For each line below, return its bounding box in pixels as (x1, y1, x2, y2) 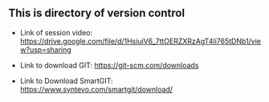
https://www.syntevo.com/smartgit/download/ (19, 84, 173, 94)
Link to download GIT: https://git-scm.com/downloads (19, 60, 199, 70)
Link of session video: (19, 27, 93, 37)
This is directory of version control (8, 6, 185, 20)
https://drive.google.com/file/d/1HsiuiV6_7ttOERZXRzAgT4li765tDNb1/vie (19, 36, 261, 46)
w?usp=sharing (19, 44, 72, 55)
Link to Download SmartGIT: (19, 75, 114, 85)
